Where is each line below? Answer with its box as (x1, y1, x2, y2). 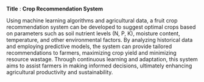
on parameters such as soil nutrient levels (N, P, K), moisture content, (6, 30, 181, 37)
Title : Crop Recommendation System (6, 5, 104, 12)
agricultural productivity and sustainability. (6, 69, 113, 75)
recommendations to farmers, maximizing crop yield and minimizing (6, 49, 177, 56)
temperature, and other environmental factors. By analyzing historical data (6, 36, 193, 43)
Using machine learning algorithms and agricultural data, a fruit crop (6, 17, 178, 24)
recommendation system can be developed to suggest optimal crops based (6, 24, 196, 30)
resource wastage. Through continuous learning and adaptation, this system (6, 56, 198, 63)
